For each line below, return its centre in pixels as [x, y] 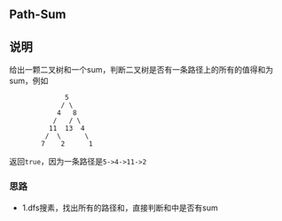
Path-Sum [38, 15]
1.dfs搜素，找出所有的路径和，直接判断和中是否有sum [120, 208]
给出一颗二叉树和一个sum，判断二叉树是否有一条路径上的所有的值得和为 [141, 70]
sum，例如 [29, 81]
